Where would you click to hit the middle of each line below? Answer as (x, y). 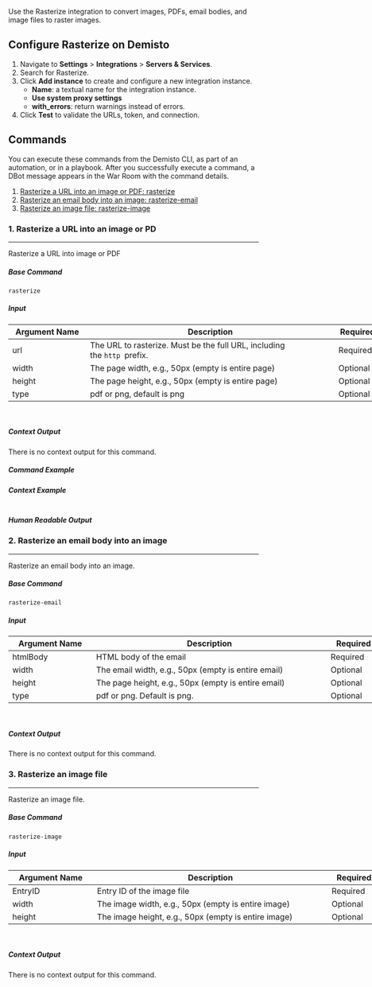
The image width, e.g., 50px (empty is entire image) (193, 903)
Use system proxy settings (77, 98)
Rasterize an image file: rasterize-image (85, 208)
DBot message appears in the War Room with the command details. (118, 176)
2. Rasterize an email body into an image (88, 541)
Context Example (37, 490)
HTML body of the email (141, 657)
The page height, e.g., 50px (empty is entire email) (190, 683)
